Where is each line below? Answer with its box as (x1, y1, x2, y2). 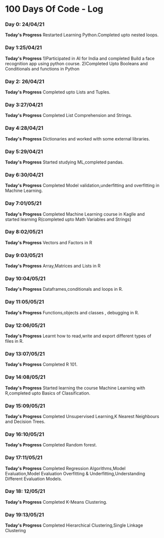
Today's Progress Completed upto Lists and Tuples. (5, 89, 111, 95)
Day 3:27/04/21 (5, 101, 43, 108)
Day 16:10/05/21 (5, 431, 45, 438)
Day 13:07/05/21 (5, 350, 45, 357)
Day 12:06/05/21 (5, 322, 46, 328)
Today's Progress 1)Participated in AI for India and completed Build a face (5, 55, 155, 61)
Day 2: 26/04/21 (5, 78, 45, 85)
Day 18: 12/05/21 (5, 488, 46, 495)
